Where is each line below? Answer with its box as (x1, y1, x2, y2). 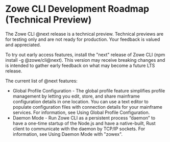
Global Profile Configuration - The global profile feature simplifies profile (12, 87, 165, 93)
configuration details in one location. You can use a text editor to (12, 98, 149, 105)
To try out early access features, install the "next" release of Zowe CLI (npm (5, 52, 165, 58)
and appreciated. (5, 41, 41, 48)
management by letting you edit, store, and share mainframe (12, 93, 140, 99)
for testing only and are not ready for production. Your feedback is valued (5, 36, 160, 42)
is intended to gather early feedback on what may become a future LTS (5, 62, 155, 68)
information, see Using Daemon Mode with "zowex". (12, 131, 123, 137)
